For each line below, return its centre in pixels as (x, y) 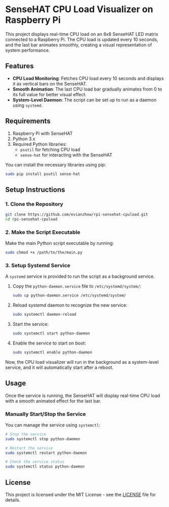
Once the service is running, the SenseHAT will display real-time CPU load (83, 395)
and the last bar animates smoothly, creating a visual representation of (79, 45)
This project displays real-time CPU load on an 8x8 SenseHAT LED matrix (82, 34)
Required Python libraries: (40, 144)
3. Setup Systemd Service (38, 265)
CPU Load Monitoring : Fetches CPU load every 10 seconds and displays (88, 78)
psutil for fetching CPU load (50, 149)
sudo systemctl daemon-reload (45, 315)
